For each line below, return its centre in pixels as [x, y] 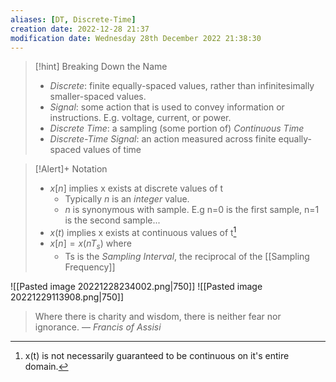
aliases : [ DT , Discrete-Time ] [73, 19]
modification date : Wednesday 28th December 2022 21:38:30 [136, 38]
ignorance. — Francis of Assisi [98, 327]
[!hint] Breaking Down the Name [101, 67]
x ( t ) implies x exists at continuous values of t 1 [143, 232]
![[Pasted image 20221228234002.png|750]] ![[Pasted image [136, 286]
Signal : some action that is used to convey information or [167, 107]
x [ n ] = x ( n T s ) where [90, 244]
